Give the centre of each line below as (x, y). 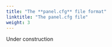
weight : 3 (18, 22)
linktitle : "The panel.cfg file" (47, 17)
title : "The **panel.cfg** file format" (57, 11)
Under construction (30, 39)
